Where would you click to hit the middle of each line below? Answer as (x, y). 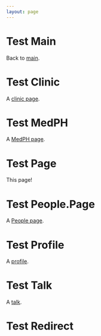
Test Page (31, 164)
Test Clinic (33, 82)
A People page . (25, 221)
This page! (19, 180)
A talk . (14, 302)
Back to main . (23, 58)
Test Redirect (40, 326)
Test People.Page (51, 204)
